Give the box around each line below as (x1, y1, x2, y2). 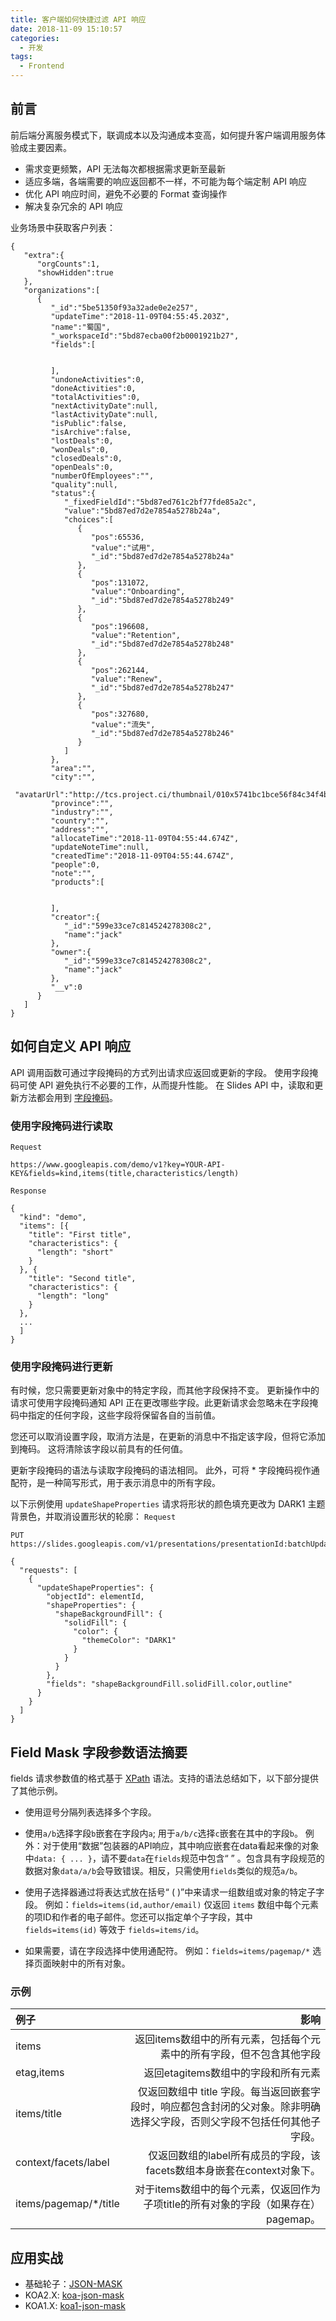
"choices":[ (63, 514, 114, 525)
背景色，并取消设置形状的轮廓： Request (10, 1511, 177, 1523)
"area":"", (50, 763, 97, 773)
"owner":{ (50, 947, 92, 957)
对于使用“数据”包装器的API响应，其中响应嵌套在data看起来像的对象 (42, 1840, 320, 1852)
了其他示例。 (10, 1785, 63, 1797)
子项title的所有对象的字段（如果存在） (143, 2197, 321, 2211)
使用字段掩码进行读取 (10, 1119, 113, 1133)
